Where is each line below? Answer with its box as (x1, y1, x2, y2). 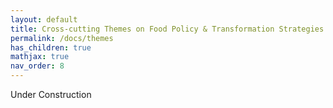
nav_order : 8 (10, 61, 65, 71)
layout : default (10, 14, 78, 25)
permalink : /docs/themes (10, 33, 114, 43)
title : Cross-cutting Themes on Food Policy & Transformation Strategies (10, 24, 325, 34)
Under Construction (10, 89, 92, 100)
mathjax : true (10, 52, 70, 62)
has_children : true (10, 42, 92, 53)
